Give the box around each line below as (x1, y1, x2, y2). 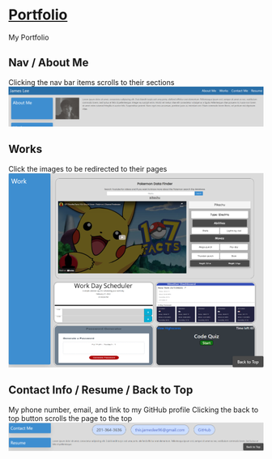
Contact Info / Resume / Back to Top (8, 383, 193, 397)
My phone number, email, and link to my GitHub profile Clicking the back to (8, 405, 259, 414)
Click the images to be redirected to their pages (8, 164, 168, 173)
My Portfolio (8, 32, 49, 42)
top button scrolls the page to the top (8, 413, 133, 423)
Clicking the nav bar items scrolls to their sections (8, 77, 175, 87)
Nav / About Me (8, 56, 89, 70)
